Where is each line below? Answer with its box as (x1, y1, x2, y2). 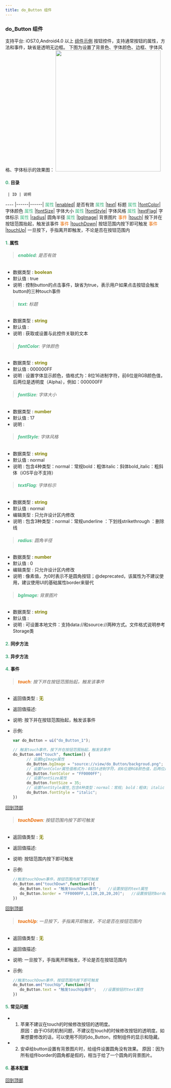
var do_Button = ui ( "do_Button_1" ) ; (12, 738, 91, 743)
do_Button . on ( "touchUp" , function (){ (12, 982, 91, 987)
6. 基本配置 (5, 1065, 29, 1071)
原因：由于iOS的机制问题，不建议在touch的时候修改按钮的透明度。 (20, 1028, 160, 1034)
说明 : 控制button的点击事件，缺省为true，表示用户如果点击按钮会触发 (12, 282, 159, 288)
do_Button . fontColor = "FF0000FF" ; (26, 771, 102, 776)
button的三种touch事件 (12, 288, 61, 294)
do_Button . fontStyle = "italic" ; (26, 790, 98, 795)
